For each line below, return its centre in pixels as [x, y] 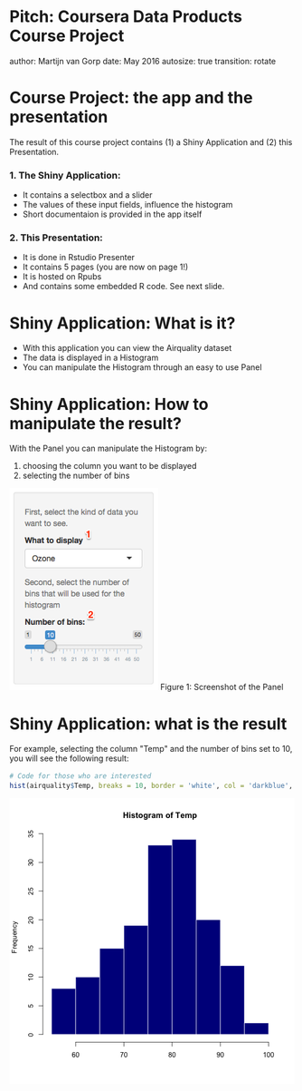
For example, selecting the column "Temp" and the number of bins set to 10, [151, 749]
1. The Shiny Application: [65, 175]
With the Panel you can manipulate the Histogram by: [109, 448]
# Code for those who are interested [80, 776]
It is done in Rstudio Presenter [79, 258]
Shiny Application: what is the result [148, 724]
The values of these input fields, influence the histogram [127, 205]
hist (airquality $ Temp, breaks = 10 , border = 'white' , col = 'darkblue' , [151, 786]
